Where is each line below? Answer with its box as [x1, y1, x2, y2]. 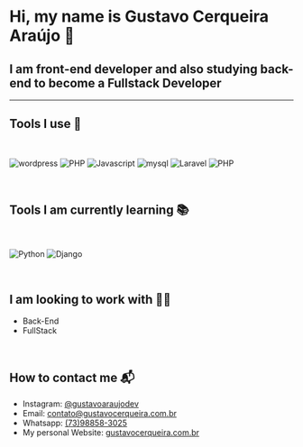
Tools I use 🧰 [9, 116, 82, 132]
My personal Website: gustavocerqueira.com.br [22, 427, 200, 438]
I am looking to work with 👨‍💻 [9, 292, 171, 307]
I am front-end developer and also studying [9, 61, 259, 77]
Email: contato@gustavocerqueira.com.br [22, 408, 178, 419]
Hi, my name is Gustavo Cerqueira [9, 6, 269, 27]
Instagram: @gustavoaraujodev [22, 398, 140, 409]
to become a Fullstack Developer [33, 75, 223, 91]
